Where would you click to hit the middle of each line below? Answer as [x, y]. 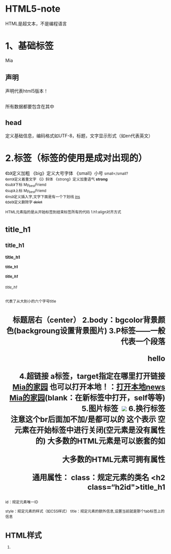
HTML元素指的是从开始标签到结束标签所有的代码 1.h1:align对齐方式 [63, 212]
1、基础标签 [30, 46]
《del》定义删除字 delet [24, 202]
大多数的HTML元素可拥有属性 [114, 459]
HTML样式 [24, 535]
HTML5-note [33, 9]
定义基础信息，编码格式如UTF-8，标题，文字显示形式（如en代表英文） [79, 136]
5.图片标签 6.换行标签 [123, 409]
